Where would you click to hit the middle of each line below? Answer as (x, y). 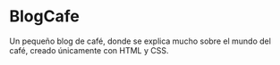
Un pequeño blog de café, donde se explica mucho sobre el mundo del (140, 41)
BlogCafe (45, 16)
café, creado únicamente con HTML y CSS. (89, 50)
